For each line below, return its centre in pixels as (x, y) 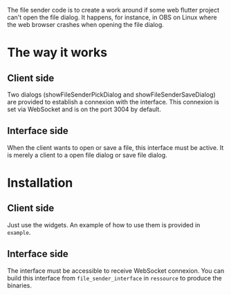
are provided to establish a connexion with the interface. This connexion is (113, 102)
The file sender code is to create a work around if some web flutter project (113, 10)
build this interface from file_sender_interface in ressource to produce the (115, 278)
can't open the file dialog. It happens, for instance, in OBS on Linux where (112, 17)
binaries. (20, 285)
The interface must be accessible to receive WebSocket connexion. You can (116, 270)
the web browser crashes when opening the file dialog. (86, 25)
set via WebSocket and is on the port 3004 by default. (84, 109)
